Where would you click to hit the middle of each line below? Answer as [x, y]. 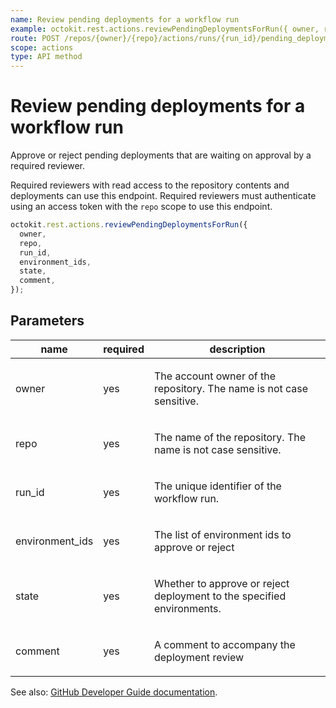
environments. [187, 608]
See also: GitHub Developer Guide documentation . [114, 692]
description [237, 349]
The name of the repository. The [230, 437]
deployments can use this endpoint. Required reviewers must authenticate [163, 196]
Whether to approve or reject [221, 583]
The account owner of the [215, 376]
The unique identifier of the [217, 486]
